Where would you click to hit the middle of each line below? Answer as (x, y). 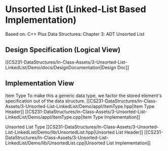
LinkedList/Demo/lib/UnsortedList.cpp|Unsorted (55, 143)
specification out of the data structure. (45, 101)
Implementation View (40, 84)
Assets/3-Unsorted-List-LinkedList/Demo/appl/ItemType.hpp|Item (74, 106)
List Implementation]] (128, 143)
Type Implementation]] (116, 117)
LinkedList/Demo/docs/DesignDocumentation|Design (61, 67)
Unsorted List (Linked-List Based (76, 9)
